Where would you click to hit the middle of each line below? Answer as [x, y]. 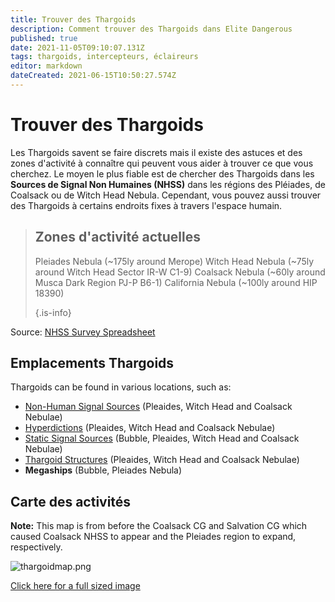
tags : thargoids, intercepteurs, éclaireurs [104, 57]
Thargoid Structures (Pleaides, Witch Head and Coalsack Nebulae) [162, 460]
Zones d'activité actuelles [117, 237]
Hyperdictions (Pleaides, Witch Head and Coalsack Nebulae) [150, 428]
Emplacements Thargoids [92, 363]
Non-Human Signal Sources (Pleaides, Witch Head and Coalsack [158, 407]
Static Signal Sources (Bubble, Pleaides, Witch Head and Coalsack [162, 438]
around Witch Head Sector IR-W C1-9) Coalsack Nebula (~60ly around [180, 272]
